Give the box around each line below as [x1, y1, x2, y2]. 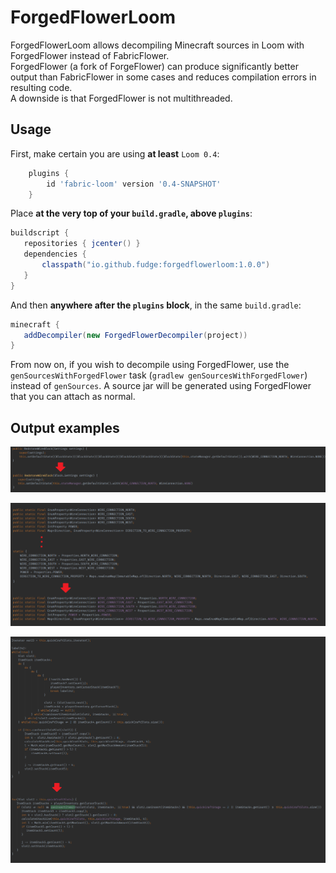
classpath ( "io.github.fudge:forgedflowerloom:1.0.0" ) [41, 260, 271, 270]
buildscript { [10, 228, 70, 238]
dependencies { [23, 249, 87, 260]
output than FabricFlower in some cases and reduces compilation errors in [10, 71, 317, 83]
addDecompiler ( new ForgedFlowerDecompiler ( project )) [23, 330, 248, 340]
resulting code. [10, 81, 73, 93]
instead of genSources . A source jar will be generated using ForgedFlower [10, 380, 312, 392]
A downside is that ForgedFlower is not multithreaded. [10, 92, 233, 104]
